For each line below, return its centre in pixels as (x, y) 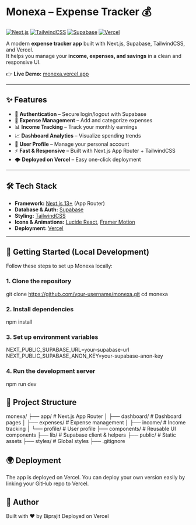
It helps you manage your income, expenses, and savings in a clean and (94, 56)
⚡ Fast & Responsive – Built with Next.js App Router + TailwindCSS (95, 150)
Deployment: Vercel (39, 228)
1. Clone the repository (39, 281)
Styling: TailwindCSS (40, 215)
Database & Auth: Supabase (49, 210)
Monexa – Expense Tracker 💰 (79, 12)
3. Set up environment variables (52, 337)
